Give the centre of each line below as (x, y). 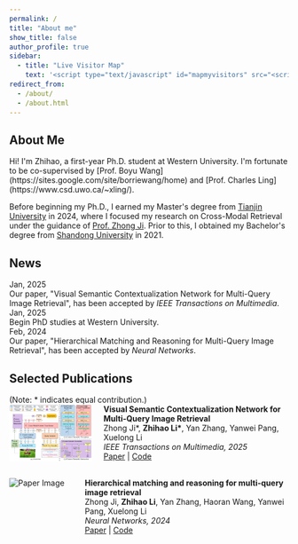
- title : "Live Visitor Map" (71, 66)
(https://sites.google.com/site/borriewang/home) (98, 180)
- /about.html (43, 103)
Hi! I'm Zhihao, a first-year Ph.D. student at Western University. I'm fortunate (149, 162)
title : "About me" (43, 28)
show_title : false (43, 37)
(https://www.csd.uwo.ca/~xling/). (72, 190)
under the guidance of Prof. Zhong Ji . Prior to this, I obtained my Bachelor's (147, 225)
